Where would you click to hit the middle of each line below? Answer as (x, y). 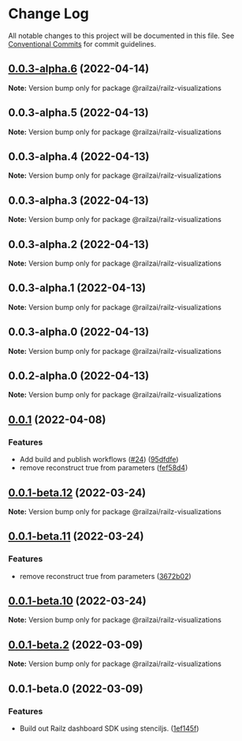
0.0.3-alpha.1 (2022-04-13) (77, 288)
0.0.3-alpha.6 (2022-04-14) (79, 69)
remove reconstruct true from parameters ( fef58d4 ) (104, 468)
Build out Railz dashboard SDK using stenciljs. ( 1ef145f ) (109, 728)
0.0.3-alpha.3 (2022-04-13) (79, 200)
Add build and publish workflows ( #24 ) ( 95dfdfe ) (99, 460)
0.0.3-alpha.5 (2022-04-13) (78, 113)
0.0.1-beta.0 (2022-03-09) (76, 688)
